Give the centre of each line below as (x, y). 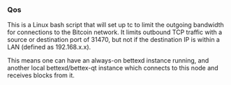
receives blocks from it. (41, 75)
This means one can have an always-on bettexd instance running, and (108, 61)
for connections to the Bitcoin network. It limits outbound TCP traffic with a (115, 32)
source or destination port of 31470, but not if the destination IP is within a (113, 40)
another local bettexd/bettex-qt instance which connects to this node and (113, 68)
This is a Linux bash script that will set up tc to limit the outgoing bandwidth (116, 25)
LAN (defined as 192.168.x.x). (49, 47)
